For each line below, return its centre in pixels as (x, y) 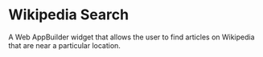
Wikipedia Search (69, 15)
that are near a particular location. (64, 45)
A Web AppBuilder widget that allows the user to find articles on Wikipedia (131, 37)
